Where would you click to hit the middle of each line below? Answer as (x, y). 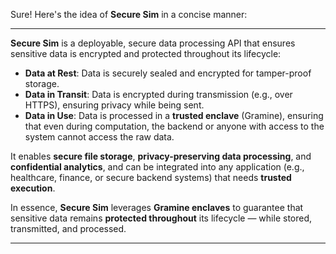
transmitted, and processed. (68, 228)
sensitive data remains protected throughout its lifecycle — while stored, (161, 218)
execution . (33, 188)
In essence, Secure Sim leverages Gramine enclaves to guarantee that (157, 207)
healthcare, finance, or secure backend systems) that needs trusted (151, 177)
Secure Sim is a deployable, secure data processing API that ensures (153, 43)
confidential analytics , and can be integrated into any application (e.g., (157, 167)
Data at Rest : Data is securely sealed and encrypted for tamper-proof (168, 73)
